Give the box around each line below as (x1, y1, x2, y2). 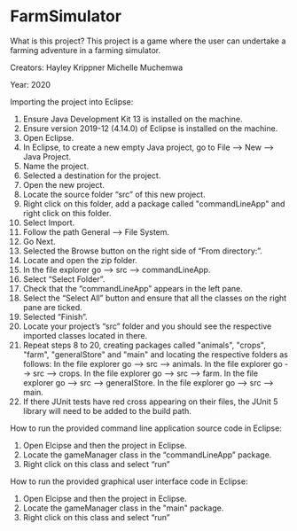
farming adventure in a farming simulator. (10, 44, 161, 55)
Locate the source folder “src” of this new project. (22, 189, 207, 199)
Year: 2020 (10, 79, 51, 90)
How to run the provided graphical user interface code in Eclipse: (10, 476, 248, 487)
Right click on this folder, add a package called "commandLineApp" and (22, 198, 285, 209)
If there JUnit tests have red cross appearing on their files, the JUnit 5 (22, 396, 278, 407)
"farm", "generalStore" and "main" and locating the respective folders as (22, 348, 289, 360)
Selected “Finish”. (22, 311, 88, 322)
